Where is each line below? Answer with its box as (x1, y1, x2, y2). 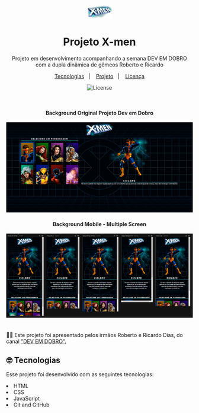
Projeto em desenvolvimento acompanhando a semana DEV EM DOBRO (11, 55, 188, 62)
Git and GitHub (14, 401, 50, 408)
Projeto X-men (63, 35, 136, 49)
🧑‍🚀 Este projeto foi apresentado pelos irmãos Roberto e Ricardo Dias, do (6, 332, 184, 339)
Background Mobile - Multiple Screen (52, 220, 147, 227)
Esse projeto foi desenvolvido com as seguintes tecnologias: (6, 371, 154, 378)
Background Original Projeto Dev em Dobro (45, 109, 154, 116)
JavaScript (14, 395, 40, 402)
